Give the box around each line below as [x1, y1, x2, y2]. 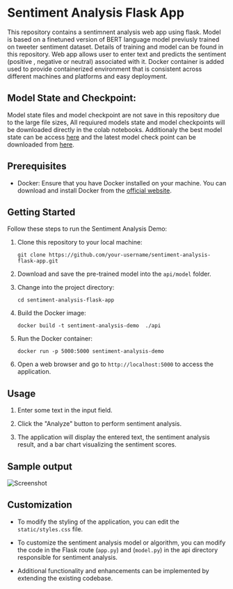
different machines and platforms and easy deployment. [7, 72, 168, 81]
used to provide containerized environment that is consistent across [7, 65, 202, 73]
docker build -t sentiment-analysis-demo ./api [17, 322, 161, 329]
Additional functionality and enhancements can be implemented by [17, 566, 210, 574]
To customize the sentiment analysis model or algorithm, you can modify [17, 538, 226, 547]
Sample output [7, 461, 73, 472]
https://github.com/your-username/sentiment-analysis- [48, 251, 211, 258]
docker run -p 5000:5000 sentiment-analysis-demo [17, 348, 165, 355]
